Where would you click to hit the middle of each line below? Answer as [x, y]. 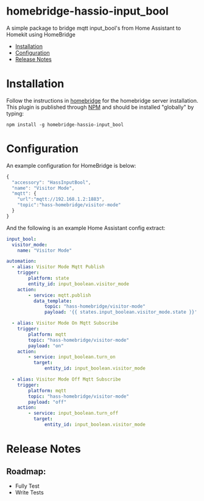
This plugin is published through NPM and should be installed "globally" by [100, 107]
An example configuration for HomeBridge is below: [71, 165]
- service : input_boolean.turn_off [73, 413]
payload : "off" [47, 402]
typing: [15, 113]
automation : [21, 261]
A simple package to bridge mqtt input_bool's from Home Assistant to [94, 28]
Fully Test [27, 486]
